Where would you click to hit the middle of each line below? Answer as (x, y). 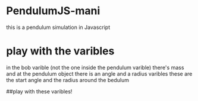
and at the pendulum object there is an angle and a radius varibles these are (99, 74)
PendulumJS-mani (53, 11)
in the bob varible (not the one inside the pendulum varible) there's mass (95, 67)
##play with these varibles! (39, 91)
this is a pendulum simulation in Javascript (58, 27)
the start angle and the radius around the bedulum (68, 80)
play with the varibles (60, 51)
